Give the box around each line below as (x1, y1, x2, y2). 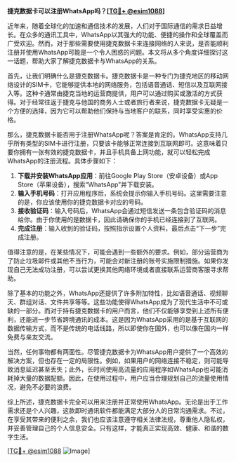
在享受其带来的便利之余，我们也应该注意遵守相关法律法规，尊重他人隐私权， (7, 415, 229, 423)
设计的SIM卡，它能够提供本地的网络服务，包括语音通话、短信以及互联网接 (13, 81, 228, 88)
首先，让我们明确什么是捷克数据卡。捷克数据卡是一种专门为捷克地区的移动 (7, 72, 223, 80)
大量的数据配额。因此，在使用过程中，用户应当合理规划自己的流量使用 (19, 374, 223, 382)
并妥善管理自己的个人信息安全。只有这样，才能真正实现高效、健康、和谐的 (7, 424, 223, 432)
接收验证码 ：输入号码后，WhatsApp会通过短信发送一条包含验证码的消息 (17, 207, 227, 215)
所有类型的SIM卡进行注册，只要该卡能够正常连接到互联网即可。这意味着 (13, 140, 222, 147)
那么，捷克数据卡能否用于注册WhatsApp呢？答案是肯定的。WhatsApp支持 (7, 130, 222, 139)
